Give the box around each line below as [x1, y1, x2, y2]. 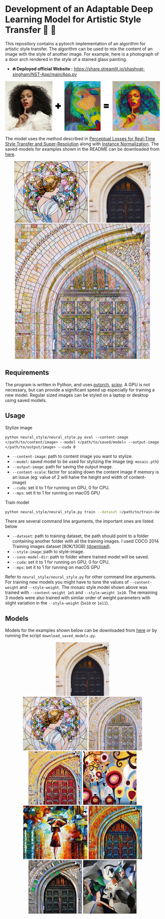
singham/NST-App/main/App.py [12, 71, 77, 77]
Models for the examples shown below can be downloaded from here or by [5, 627, 157, 633]
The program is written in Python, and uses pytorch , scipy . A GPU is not [5, 381, 150, 387]
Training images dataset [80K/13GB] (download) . [12, 544, 111, 550]
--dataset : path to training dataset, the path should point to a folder [12, 533, 149, 539]
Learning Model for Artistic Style [5, 14, 141, 25]
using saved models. [5, 397, 47, 403]
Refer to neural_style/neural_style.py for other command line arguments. [5, 574, 157, 580]
